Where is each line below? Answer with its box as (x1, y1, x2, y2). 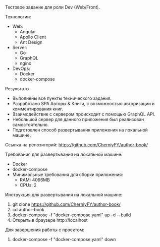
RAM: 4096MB (19, 177, 50, 183)
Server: (12, 45, 28, 50)
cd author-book (12, 207, 45, 212)
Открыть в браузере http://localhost (12, 217, 88, 223)
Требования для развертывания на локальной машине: (5, 151, 123, 157)
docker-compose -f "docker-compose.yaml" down (12, 237, 116, 242)
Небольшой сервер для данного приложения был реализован (12, 117, 144, 122)
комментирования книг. (12, 106, 63, 112)
